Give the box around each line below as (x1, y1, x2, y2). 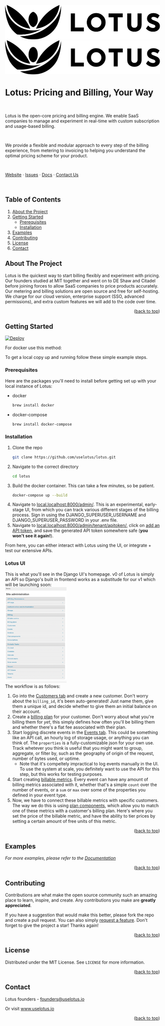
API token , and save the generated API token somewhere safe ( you (12, 528, 148, 533)
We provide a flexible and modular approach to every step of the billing (5, 142, 149, 148)
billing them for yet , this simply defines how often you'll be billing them (12, 719, 155, 725)
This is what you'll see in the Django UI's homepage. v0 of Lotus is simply (5, 571, 155, 577)
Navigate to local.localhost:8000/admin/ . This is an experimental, (12, 501, 144, 507)
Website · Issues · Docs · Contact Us (5, 172, 79, 177)
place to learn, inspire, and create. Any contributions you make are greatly (5, 897, 156, 903)
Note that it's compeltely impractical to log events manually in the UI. (19, 761, 159, 767)
